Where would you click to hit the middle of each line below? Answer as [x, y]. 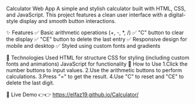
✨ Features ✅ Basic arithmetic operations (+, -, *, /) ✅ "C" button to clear [95, 32]
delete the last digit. [30, 83]
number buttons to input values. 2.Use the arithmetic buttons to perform [94, 70]
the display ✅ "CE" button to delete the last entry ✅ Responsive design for [97, 39]
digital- [177, 15]
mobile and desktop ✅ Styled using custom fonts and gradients [83, 46]
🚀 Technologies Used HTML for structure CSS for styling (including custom [98, 58]
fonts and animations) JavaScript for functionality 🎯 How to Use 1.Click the [97, 64]
